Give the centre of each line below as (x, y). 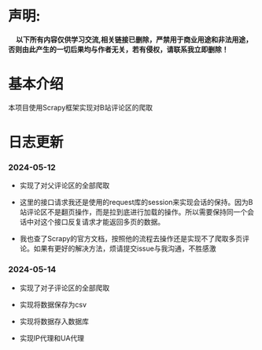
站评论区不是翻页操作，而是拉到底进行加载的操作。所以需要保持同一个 (133, 212)
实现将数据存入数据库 (54, 321)
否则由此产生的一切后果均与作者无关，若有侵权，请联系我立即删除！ (118, 49)
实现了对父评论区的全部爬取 (65, 185)
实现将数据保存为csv (53, 304)
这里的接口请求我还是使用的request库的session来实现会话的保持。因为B (136, 203)
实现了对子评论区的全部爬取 (65, 288)
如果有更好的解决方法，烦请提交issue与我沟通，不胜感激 (125, 248)
